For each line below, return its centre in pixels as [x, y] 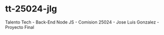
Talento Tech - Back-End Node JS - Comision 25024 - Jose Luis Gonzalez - [82, 22]
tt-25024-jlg [31, 9]
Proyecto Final [20, 27]
